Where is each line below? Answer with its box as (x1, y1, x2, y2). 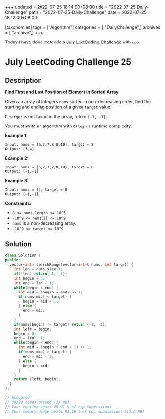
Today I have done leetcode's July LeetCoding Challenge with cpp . (5, 39, 140, 45)
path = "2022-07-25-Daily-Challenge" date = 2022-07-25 (29, 9, 147, 15)
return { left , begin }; (14, 377, 61, 382)
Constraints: (5, 200, 32, 206)
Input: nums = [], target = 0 (5, 187, 68, 192)
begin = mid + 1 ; (23, 299, 58, 304)
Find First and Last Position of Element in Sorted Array (5, 89, 119, 95)
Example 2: (5, 155, 29, 161)
